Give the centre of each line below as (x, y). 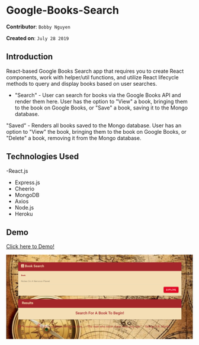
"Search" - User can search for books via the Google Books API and (98, 95)
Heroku (24, 214)
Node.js (24, 207)
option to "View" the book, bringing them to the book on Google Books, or (96, 131)
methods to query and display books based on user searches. (82, 83)
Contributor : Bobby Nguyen (38, 27)
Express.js (27, 182)
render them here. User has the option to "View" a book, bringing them (101, 101)
